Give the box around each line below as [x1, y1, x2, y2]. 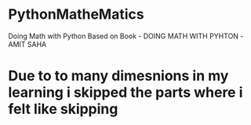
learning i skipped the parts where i [8, 84, 243, 102]
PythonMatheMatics [8, 5, 144, 23]
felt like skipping [8, 100, 118, 118]
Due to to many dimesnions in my [8, 67, 229, 85]
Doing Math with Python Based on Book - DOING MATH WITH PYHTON [8, 31, 239, 41]
